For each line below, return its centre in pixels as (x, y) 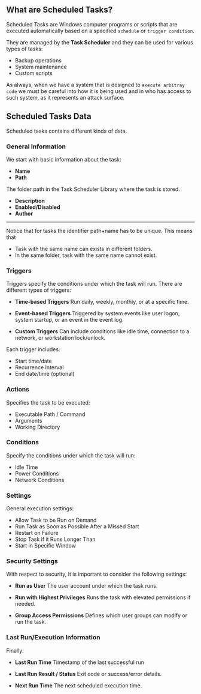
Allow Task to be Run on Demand (56, 520)
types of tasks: (25, 49)
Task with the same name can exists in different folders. (83, 249)
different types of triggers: (39, 290)
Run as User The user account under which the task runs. (86, 586)
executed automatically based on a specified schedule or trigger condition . (100, 31)
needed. (25, 604)
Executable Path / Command (50, 414)
